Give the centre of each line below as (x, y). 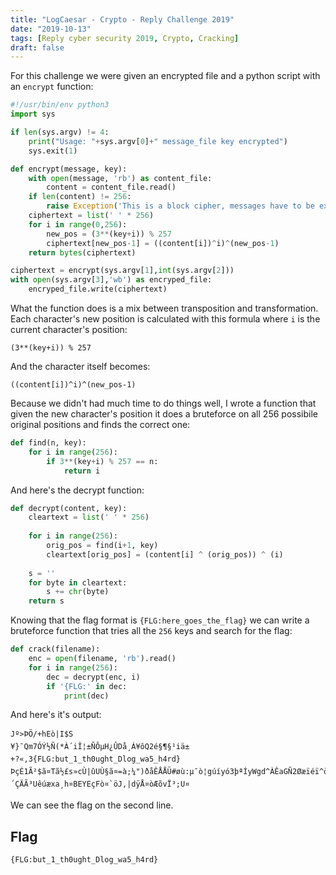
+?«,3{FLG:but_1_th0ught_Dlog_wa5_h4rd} (96, 759)
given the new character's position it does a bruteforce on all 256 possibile (164, 414)
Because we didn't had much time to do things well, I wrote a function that (163, 403)
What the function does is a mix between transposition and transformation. (164, 308)
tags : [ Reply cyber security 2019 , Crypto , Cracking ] (125, 38)
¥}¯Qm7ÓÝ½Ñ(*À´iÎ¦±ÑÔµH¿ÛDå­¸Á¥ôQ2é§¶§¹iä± (100, 747)
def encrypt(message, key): (69, 169)
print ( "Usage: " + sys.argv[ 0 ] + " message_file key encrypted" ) (158, 141)
